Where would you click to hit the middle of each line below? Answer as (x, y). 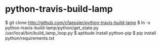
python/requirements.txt (30, 38)
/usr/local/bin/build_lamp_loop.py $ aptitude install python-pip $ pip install (81, 33)
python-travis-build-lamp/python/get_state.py (52, 27)
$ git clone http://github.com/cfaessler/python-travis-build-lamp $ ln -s (78, 23)
